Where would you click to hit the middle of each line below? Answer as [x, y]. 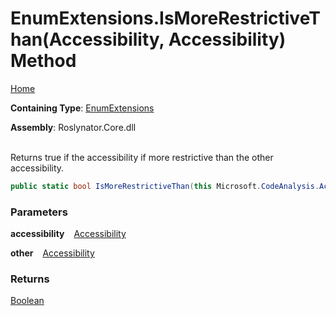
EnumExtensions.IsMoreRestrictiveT [165, 18]
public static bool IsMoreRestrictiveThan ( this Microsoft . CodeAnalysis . [165, 186]
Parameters [39, 212]
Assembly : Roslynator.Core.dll [73, 127]
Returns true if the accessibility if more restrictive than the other [142, 157]
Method [43, 61]
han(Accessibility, [87, 39]
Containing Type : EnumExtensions [82, 108]
